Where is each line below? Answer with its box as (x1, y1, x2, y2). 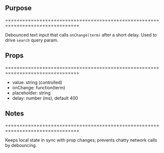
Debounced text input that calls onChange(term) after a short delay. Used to (5, 32, 157, 38)
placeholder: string (12, 90, 51, 96)
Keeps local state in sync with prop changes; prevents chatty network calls (5, 137, 158, 143)
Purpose (5, 4, 32, 12)
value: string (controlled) (12, 79, 63, 85)
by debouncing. (5, 143, 37, 149)
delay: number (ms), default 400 (12, 95, 78, 101)
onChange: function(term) (12, 84, 66, 90)
